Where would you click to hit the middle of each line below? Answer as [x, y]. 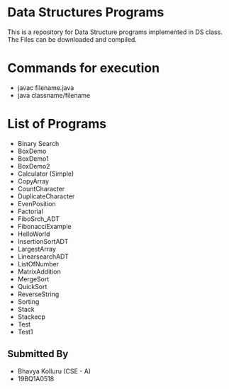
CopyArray [33, 181]
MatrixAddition [39, 271]
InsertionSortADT [43, 241]
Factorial [30, 211]
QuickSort [32, 286]
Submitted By [38, 354]
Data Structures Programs [86, 12]
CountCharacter [41, 188]
